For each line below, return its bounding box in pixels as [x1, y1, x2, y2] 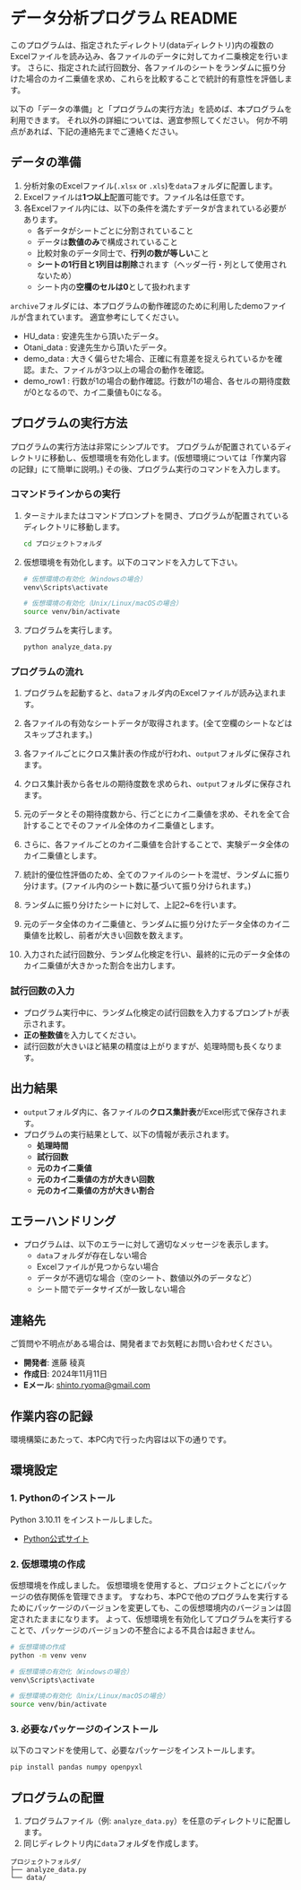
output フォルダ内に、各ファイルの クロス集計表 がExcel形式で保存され [22, 1106, 279, 1117]
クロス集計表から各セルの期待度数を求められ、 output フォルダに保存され [22, 778, 291, 790]
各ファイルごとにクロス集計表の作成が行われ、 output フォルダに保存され [22, 748, 291, 759]
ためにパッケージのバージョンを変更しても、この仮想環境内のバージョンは [10, 1602, 284, 1613]
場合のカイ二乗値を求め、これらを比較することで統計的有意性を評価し [25, 73, 285, 83]
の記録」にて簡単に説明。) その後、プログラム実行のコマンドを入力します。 [10, 463, 286, 474]
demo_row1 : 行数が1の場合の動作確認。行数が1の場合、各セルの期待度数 [22, 375, 290, 386]
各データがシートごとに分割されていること [36, 225, 194, 236]
